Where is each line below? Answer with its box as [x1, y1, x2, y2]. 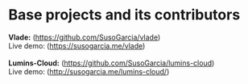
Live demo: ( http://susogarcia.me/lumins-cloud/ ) [8, 66, 170, 76]
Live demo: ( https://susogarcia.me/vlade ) [8, 40, 146, 50]
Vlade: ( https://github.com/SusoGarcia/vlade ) [8, 32, 161, 42]
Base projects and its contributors [8, 6, 241, 24]
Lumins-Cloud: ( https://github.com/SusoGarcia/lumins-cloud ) [8, 58, 215, 68]
